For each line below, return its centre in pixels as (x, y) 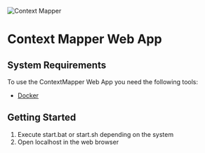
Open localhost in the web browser (68, 142)
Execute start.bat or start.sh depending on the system (95, 134)
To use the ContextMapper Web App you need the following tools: (103, 82)
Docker (28, 95)
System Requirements (57, 65)
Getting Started (42, 118)
